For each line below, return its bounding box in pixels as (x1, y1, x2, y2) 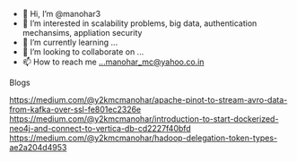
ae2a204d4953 (9, 142, 67, 152)
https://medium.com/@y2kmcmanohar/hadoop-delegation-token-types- (9, 132, 278, 143)
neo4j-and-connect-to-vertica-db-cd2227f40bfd (9, 123, 191, 133)
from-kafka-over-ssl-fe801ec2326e (9, 104, 142, 114)
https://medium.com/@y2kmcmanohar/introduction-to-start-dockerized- (9, 114, 279, 124)
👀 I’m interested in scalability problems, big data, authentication (22, 18, 258, 29)
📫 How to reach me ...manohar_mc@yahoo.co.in (22, 56, 205, 67)
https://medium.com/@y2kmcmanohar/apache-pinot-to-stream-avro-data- (9, 95, 288, 105)
